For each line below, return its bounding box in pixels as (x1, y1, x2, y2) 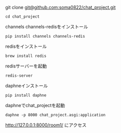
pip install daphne (5, 93, 47, 98)
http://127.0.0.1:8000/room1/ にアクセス (5, 122, 87, 128)
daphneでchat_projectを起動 (5, 103, 65, 108)
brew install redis (5, 53, 47, 58)
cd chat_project (5, 14, 40, 19)
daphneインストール (5, 83, 48, 88)
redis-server (5, 73, 33, 78)
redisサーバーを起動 (5, 63, 47, 69)
